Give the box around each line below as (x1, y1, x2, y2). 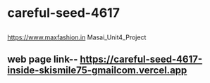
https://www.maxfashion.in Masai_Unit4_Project (7, 33, 147, 41)
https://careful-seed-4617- (80, 53, 203, 65)
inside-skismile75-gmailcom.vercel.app (7, 64, 187, 76)
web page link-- (7, 53, 78, 65)
